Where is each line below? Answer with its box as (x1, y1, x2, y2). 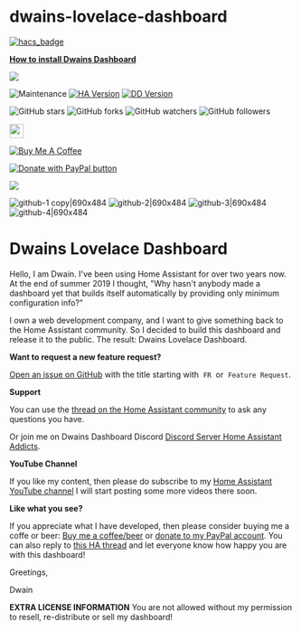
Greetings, (9, 567, 49, 578)
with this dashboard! (9, 549, 86, 560)
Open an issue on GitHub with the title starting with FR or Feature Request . (9, 369, 292, 380)
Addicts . (9, 440, 41, 451)
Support (9, 386, 42, 397)
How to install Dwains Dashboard (9, 53, 136, 64)
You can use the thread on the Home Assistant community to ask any (9, 404, 267, 415)
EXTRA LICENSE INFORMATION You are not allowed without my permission (9, 601, 293, 612)
